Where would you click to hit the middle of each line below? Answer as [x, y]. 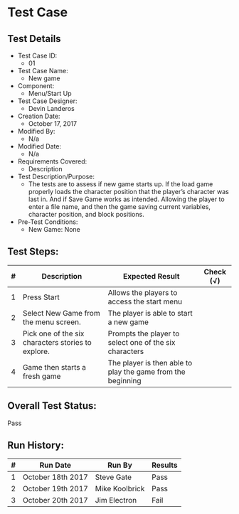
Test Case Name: [43, 71]
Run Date [55, 465]
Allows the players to [143, 292]
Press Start [41, 297]
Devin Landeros [51, 108]
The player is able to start [150, 313]
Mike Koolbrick [120, 489]
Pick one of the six [53, 333]
